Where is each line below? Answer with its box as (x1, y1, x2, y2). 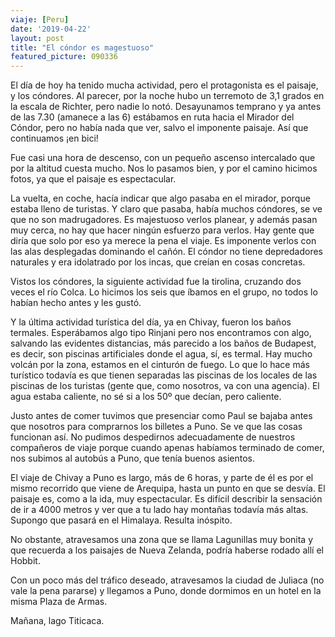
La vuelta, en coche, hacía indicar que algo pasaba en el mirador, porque (10, 192, 311, 205)
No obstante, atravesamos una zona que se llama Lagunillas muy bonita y (10, 534, 314, 546)
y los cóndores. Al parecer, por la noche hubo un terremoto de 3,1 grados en (10, 90, 325, 102)
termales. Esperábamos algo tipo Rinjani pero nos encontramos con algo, (10, 327, 312, 339)
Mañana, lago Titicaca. (10, 615, 105, 627)
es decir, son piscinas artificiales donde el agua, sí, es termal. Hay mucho (10, 348, 313, 360)
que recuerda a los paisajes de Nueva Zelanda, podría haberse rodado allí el (10, 544, 324, 556)
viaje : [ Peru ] (10, 14, 70, 25)
